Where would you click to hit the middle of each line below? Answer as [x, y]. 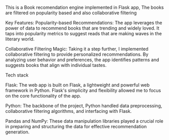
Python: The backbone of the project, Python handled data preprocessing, [84, 106]
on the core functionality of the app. [43, 96]
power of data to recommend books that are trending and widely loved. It [82, 28]
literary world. [20, 39]
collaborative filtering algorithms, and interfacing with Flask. [69, 111]
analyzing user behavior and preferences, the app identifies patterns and [82, 60]
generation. [17, 132]
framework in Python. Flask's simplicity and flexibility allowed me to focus [83, 90]
